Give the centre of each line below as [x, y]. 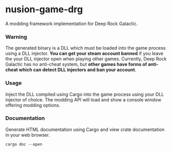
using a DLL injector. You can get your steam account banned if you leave [84, 53]
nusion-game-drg [44, 9]
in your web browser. [28, 135]
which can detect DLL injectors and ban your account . [78, 70]
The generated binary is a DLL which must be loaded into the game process [85, 48]
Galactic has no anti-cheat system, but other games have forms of [76, 64]
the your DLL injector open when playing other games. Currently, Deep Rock [86, 59]
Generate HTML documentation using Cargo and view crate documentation [85, 129]
